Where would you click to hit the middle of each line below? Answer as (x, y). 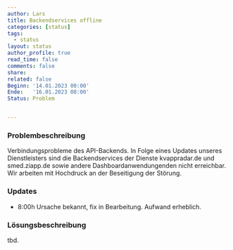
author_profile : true (39, 53)
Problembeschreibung (46, 136)
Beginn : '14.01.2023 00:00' (49, 86)
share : (17, 72)
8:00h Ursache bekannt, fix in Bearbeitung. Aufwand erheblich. (109, 206)
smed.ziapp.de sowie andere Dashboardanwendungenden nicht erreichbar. (117, 166)
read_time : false (33, 60)
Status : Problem (31, 99)
